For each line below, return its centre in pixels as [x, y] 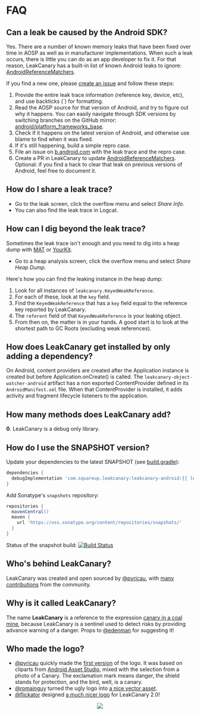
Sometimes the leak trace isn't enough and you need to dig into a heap [93, 243]
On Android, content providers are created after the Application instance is [98, 371]
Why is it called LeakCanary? [61, 603]
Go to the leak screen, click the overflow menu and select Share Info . [99, 203]
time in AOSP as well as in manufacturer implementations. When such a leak [99, 53]
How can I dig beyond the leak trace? [76, 229]
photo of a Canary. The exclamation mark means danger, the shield [97, 676]
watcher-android [26, 384]
